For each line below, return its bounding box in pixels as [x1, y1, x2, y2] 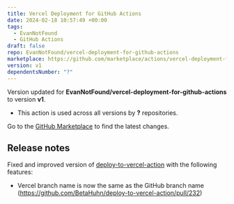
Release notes [7, 142, 70, 154]
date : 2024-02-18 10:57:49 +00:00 [7, 17, 108, 24]
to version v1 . [7, 95, 46, 103]
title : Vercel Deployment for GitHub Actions [7, 10, 141, 17]
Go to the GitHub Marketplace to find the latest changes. [7, 122, 169, 130]
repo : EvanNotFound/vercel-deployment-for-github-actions [7, 49, 179, 56]
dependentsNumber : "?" [7, 68, 73, 75]
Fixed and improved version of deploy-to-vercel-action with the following [7, 161, 217, 169]
